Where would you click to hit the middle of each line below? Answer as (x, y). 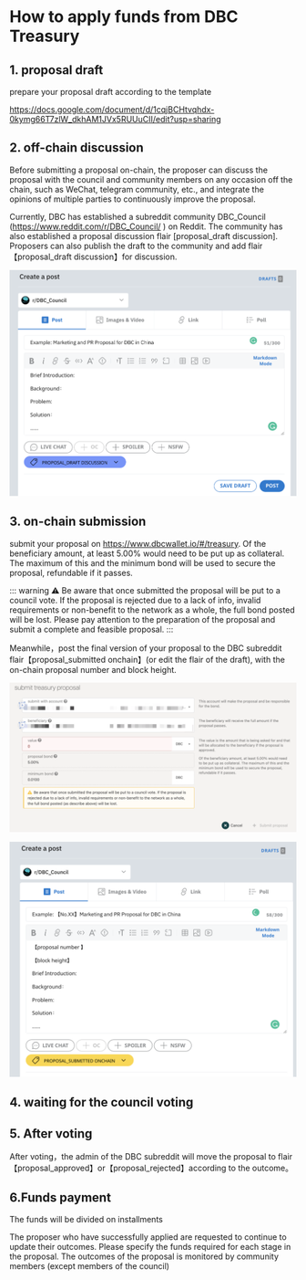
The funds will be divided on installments (87, 1220)
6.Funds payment (61, 1197)
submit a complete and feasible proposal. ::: (92, 629)
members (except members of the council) (90, 1266)
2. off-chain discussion (76, 148)
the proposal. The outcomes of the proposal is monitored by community (144, 1256)
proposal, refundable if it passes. (71, 572)
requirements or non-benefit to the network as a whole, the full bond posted (153, 610)
